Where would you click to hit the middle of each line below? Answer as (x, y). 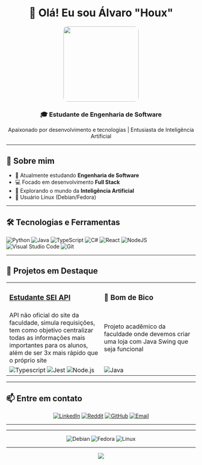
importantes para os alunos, (49, 345)
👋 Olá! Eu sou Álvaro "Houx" (101, 13)
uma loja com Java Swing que (146, 342)
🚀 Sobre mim (31, 161)
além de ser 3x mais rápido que (54, 352)
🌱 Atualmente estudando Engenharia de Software (77, 175)
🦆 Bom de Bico (129, 298)
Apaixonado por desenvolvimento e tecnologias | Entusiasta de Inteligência (101, 130)
